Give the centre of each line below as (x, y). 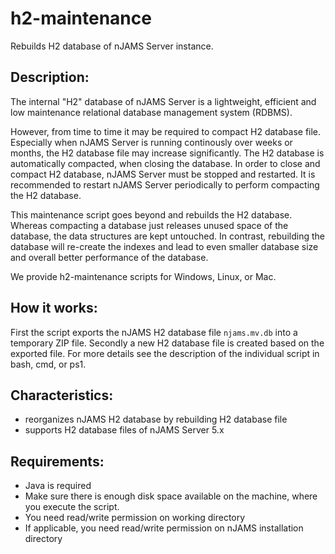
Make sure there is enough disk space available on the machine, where (171, 496)
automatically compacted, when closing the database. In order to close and (165, 163)
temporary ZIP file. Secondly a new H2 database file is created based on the (167, 343)
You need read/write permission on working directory (135, 518)
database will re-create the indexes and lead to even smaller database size (164, 246)
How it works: (54, 308)
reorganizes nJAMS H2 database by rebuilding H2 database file (156, 419)
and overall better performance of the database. (109, 257)
